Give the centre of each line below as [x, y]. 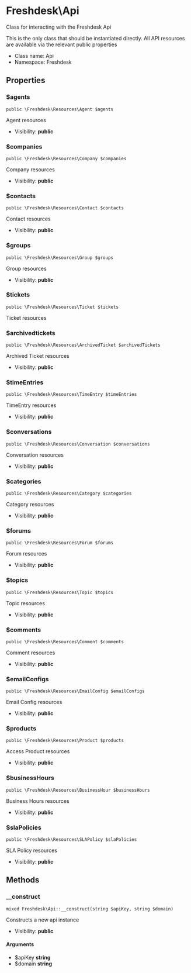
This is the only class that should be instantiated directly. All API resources [95, 38]
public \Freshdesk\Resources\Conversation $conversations [78, 444]
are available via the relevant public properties [62, 44]
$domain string [33, 964]
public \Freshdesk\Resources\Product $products [65, 741]
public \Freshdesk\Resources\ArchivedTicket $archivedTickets [83, 345]
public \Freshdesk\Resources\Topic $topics [60, 592]
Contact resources [28, 219]
